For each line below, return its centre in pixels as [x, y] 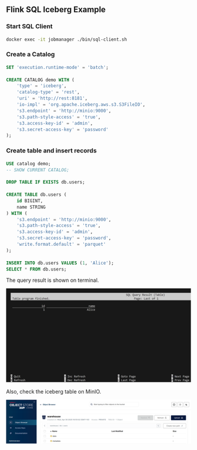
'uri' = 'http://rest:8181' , [52, 99]
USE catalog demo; [28, 164]
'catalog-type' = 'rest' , [48, 92]
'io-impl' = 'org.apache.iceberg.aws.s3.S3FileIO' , [81, 105]
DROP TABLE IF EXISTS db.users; [45, 182]
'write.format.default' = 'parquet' [62, 244]
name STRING [31, 207]
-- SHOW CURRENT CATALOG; [38, 170]
